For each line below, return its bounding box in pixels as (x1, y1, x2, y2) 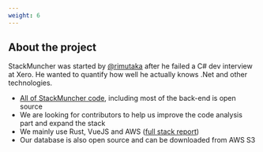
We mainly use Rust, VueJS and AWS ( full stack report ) (19, 127, 200, 136)
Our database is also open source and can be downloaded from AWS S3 (19, 135, 256, 145)
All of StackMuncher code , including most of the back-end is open (19, 94, 237, 103)
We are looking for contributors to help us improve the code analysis (19, 110, 243, 120)
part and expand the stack (19, 119, 106, 128)
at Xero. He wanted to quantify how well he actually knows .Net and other (8, 70, 248, 80)
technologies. (8, 78, 53, 87)
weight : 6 (8, 11, 41, 20)
